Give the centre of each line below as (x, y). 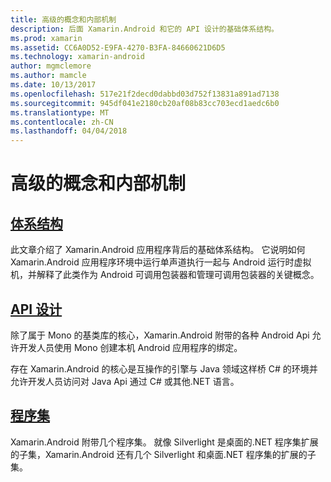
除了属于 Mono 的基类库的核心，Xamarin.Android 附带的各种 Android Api (160, 335)
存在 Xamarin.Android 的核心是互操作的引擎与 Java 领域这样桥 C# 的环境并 (164, 368)
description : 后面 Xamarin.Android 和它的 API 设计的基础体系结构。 (144, 29)
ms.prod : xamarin (46, 38)
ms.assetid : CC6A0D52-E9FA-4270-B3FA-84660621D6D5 (118, 47)
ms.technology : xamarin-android (77, 57)
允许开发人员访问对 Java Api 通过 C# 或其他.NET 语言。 (125, 381)
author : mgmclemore (51, 66)
